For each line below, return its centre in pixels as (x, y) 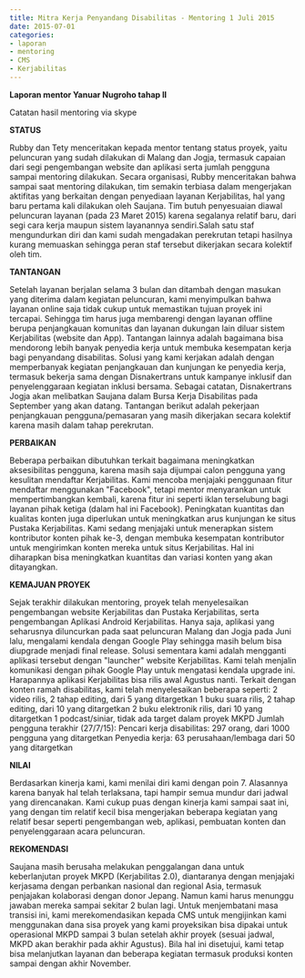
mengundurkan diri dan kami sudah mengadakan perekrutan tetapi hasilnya (151, 234)
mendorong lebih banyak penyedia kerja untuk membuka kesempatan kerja (151, 347)
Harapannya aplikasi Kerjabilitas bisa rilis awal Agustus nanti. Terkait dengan (153, 679)
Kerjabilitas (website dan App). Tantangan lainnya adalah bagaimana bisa (147, 337)
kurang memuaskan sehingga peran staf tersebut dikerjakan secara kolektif (151, 244)
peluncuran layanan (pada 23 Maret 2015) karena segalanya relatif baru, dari (153, 215)
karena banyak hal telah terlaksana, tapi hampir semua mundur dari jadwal (149, 792)
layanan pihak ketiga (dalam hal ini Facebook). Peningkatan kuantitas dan (147, 509)
